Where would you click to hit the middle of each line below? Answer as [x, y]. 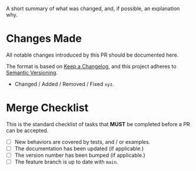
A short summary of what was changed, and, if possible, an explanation [93, 9]
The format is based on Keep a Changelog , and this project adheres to [91, 66]
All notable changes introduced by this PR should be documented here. [92, 55]
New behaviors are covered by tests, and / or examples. [82, 142]
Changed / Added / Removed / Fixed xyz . [64, 84]
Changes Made [44, 39]
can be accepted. [27, 130]
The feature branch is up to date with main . [66, 162]
